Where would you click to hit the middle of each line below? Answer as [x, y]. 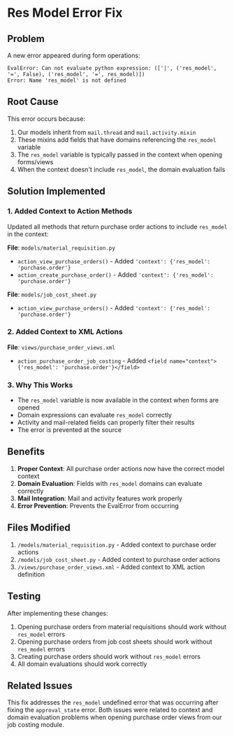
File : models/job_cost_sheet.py [52, 294]
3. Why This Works [40, 384]
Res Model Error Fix [65, 13]
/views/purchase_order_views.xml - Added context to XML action [111, 567]
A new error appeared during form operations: [74, 55]
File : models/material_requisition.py [61, 247]
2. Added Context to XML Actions [65, 332]
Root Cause [33, 102]
